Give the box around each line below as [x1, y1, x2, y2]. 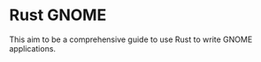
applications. [9, 43, 56, 53]
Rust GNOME [9, 5, 107, 25]
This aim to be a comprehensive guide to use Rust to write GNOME [9, 34, 253, 45]
